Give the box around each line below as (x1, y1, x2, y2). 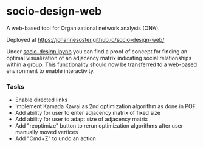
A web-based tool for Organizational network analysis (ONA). (6, 24, 160, 32)
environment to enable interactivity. (6, 67, 95, 74)
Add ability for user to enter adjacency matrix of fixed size (15, 109, 161, 117)
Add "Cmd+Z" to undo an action (15, 135, 96, 142)
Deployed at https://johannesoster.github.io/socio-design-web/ (6, 36, 165, 43)
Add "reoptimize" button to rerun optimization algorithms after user (15, 122, 184, 129)
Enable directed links (15, 96, 68, 104)
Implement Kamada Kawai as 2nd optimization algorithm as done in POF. (15, 103, 198, 110)
